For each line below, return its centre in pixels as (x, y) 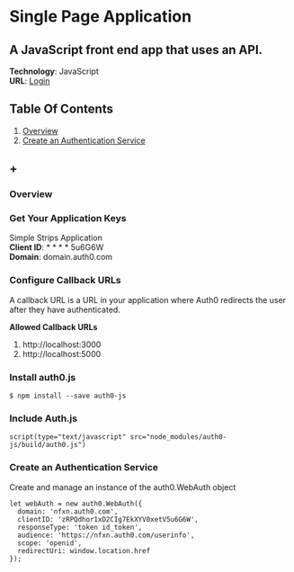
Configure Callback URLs (65, 281)
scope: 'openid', (50, 543)
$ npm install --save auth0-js (68, 396)
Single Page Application (100, 17)
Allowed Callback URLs (53, 326)
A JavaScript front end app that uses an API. (136, 50)
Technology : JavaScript (54, 71)
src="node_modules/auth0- (178, 437)
